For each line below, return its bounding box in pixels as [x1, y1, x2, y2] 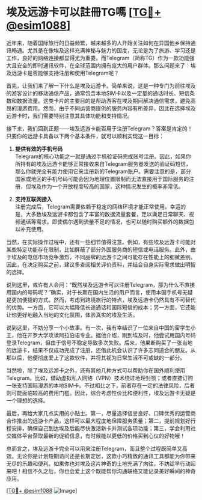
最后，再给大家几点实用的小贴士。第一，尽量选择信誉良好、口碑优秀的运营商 [6, 409, 196, 416]
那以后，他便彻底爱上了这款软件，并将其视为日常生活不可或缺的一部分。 [6, 354, 185, 361]
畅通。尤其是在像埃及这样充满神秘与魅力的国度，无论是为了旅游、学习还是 [11, 46, 196, 54]
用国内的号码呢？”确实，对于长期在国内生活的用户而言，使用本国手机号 [6, 288, 183, 296]
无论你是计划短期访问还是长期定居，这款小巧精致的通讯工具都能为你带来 [16, 452, 196, 460]
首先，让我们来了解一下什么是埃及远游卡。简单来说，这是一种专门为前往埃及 [6, 82, 196, 89]
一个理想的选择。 [6, 397, 49, 404]
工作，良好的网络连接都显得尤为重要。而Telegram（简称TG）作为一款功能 [6, 54, 189, 61]
